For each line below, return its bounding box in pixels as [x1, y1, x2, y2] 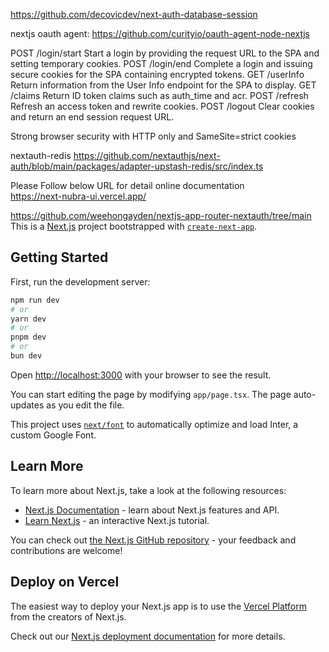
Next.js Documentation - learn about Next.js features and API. [24, 504, 280, 516]
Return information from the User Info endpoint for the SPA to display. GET [10, 79, 317, 91]
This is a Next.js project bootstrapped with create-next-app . [10, 220, 258, 232]
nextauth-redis [10, 150, 72, 161]
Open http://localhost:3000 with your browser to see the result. [10, 369, 272, 381]
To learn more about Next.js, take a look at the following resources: [10, 484, 287, 496]
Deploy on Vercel [10, 574, 120, 591]
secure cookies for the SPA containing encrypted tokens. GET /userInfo [10, 69, 305, 80]
